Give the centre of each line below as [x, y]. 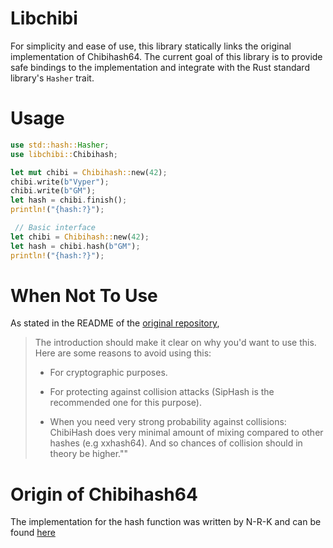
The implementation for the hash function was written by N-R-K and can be [166, 522]
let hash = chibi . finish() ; [69, 200]
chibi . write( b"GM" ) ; [53, 191]
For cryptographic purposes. [108, 373]
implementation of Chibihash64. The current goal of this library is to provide [166, 56]
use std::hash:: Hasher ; [60, 145]
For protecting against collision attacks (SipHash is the [162, 392]
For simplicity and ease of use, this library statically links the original [151, 46]
